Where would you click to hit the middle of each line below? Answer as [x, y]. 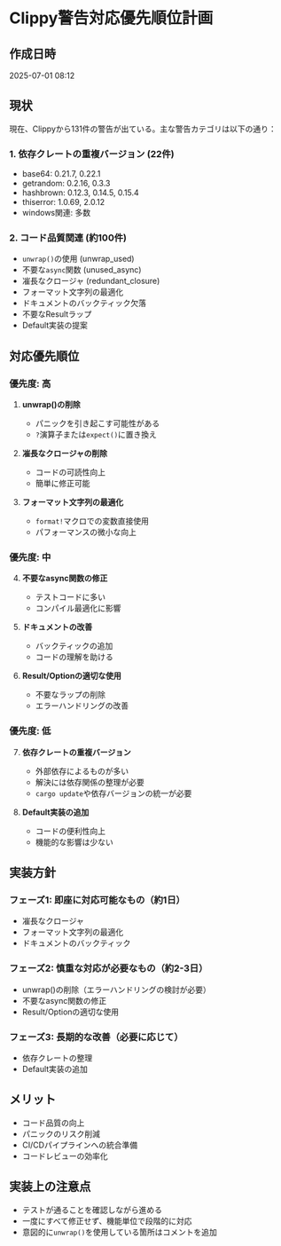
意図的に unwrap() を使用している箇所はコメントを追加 [119, 1232]
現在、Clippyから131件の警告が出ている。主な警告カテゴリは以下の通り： [143, 129]
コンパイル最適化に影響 [78, 608]
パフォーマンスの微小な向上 [86, 532]
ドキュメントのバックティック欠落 [84, 304]
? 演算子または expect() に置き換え [96, 435]
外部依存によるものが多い [82, 771]
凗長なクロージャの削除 [65, 453]
